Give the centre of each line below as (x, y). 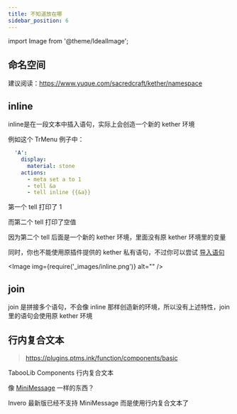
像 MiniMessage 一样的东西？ (51, 388)
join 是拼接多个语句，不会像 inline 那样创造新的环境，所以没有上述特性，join (119, 307)
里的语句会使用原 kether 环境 (50, 316)
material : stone (51, 166)
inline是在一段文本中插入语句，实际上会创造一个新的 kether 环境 (101, 124)
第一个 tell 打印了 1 (35, 207)
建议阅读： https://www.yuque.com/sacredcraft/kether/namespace (105, 83)
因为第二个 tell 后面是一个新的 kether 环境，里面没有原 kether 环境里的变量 (117, 237)
